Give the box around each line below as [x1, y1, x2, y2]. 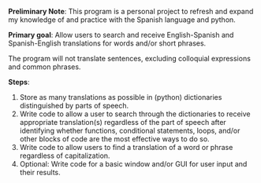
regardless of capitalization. [19, 151, 110, 160]
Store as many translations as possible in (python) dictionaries [19, 93, 222, 101]
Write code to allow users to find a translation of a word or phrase [19, 143, 233, 152]
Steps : [8, 78, 30, 86]
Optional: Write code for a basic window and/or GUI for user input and [19, 159, 248, 168]
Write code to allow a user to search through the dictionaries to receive [19, 109, 251, 119]
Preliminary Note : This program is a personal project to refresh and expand [8, 7, 254, 16]
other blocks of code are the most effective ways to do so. [19, 134, 211, 144]
